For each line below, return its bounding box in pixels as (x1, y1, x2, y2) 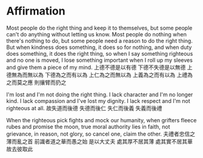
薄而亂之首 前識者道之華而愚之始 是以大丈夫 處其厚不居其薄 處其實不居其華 (6, 137, 193, 145)
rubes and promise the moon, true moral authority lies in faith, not (6, 123, 171, 130)
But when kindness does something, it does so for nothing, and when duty (6, 44, 192, 51)
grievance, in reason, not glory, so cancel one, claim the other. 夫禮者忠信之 (6, 130, 196, 137)
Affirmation (6, 4, 65, 18)
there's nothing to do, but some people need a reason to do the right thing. (6, 37, 193, 44)
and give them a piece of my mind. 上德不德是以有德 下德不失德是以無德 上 (6, 64, 193, 71)
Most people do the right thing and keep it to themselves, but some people (6, 24, 193, 31)
